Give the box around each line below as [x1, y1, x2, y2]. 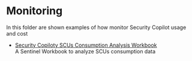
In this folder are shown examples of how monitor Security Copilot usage [6, 24, 187, 31]
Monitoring [6, 4, 63, 18]
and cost [6, 30, 28, 37]
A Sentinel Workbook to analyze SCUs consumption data [14, 47, 156, 54]
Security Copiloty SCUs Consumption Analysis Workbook [14, 41, 157, 49]
